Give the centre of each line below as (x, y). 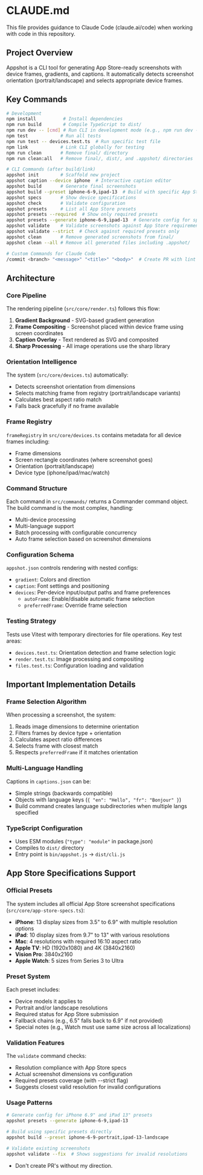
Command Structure (37, 488)
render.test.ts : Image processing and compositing (79, 659)
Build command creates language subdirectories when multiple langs (101, 806)
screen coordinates (39, 333)
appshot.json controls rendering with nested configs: (72, 568)
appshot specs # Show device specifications (71, 198)
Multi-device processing (45, 520)
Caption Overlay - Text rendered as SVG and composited (87, 340)
